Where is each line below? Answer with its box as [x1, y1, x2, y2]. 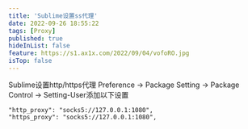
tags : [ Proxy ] [8, 27, 57, 35]
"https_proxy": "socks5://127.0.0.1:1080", [8, 113, 158, 121]
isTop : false [8, 57, 53, 65]
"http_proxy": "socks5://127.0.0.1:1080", [8, 106, 153, 114]
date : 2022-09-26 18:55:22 [8, 19, 99, 27]
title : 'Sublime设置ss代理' [8, 11, 99, 20]
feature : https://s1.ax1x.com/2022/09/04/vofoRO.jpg [8, 49, 190, 57]
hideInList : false [8, 42, 70, 50]
